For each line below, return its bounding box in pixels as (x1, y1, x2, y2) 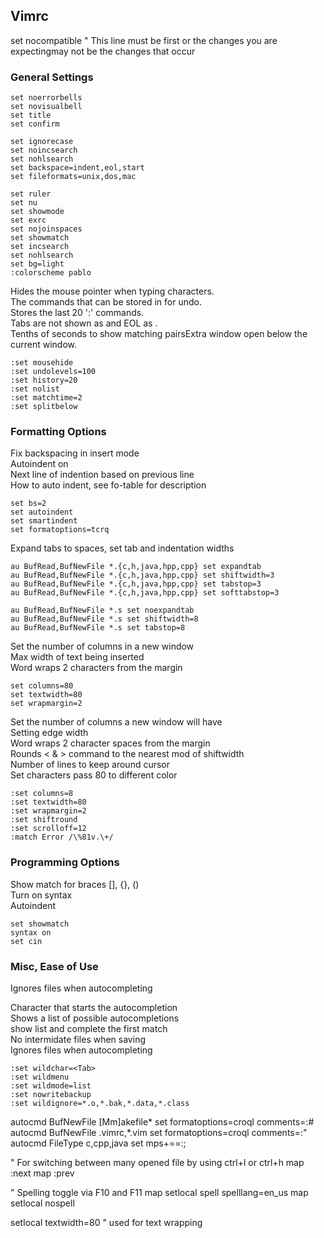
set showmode (10, 207, 65, 217)
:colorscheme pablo (10, 268, 92, 278)
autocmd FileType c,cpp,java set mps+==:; (10, 1137, 187, 1149)
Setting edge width (10, 727, 89, 739)
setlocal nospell (10, 1197, 75, 1209)
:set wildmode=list (10, 1081, 92, 1091)
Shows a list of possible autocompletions (10, 1012, 180, 1024)
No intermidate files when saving (10, 1034, 146, 1045)
